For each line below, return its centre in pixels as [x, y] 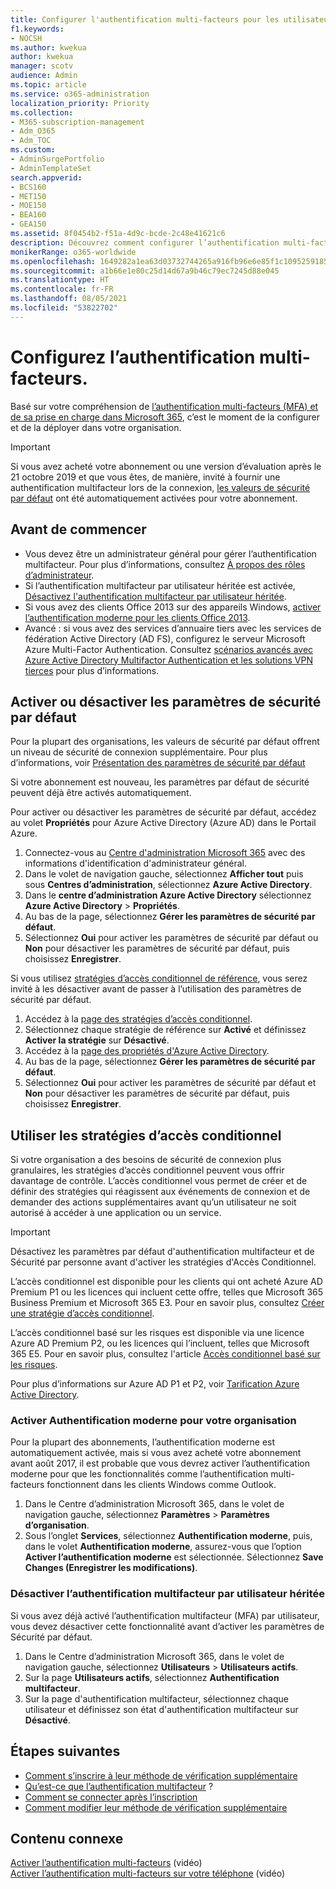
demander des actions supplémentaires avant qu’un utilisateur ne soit [153, 1202]
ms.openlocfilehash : [53, 261]
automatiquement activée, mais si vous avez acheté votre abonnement [156, 1453]
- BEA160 [28, 215]
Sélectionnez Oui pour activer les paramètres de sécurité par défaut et [170, 1083]
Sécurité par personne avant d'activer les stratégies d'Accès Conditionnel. [163, 1262]
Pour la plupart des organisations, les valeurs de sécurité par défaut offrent [165, 742]
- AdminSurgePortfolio [57, 159]
